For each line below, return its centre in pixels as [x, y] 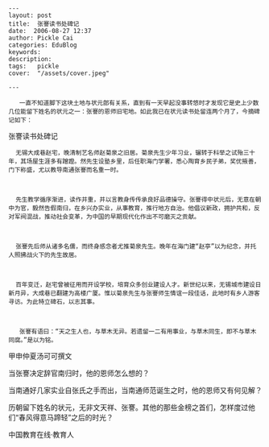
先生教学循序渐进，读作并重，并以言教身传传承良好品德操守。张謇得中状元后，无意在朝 [139, 200]
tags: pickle [34, 66]
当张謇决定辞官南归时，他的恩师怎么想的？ [79, 373]
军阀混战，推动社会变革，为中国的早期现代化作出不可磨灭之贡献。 [107, 217]
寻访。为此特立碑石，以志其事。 [54, 302]
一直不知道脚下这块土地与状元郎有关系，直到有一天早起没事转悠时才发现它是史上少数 [139, 103]
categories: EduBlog [43, 45]
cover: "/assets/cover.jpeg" [59, 73]
